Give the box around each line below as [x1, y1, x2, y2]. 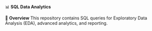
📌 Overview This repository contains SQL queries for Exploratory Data [5, 15, 148, 21]
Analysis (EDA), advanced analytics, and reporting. [5, 20, 108, 26]
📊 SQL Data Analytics [5, 4, 51, 10]
